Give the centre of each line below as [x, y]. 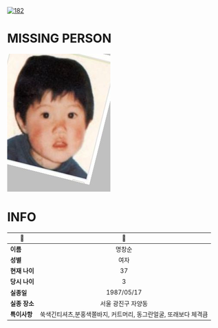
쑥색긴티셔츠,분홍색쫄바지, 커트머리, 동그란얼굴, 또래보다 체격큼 [124, 314]
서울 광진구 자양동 [124, 303]
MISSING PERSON [59, 39]
